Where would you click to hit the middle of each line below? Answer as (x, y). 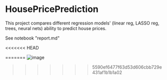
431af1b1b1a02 (107, 72)
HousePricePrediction (52, 9)
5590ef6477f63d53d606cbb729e (127, 67)
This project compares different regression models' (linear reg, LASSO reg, (82, 23)
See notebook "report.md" (32, 38)
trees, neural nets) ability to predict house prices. (56, 28)
